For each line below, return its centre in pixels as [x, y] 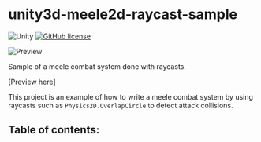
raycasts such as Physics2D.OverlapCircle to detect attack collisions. [121, 105]
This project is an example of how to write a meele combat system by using [131, 96]
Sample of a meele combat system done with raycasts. [97, 66]
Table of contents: [54, 130]
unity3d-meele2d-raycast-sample [123, 15]
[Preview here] [32, 82]
